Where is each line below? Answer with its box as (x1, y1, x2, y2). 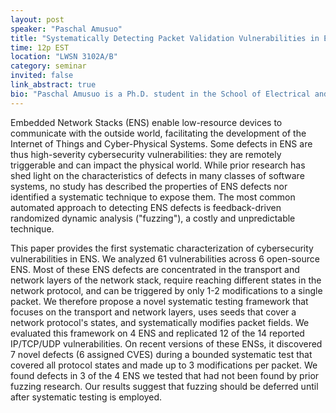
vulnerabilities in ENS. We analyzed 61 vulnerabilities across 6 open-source (10, 252, 320, 265)
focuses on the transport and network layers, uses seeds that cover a (10, 306, 297, 318)
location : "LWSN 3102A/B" (10, 52, 118, 62)
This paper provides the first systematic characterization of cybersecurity (10, 242, 314, 254)
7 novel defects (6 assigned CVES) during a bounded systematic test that (10, 348, 313, 360)
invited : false (10, 71, 74, 81)
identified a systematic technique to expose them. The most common (10, 191, 296, 203)
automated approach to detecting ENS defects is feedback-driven (10, 201, 282, 213)
